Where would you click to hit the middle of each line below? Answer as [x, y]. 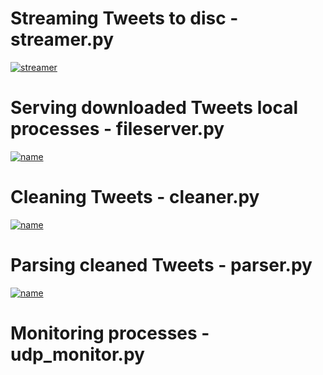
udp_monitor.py [77, 354]
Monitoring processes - [110, 333]
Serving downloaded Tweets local [154, 108]
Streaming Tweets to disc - [124, 18]
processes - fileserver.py [117, 129]
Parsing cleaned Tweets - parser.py [161, 265]
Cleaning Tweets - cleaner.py [135, 197]
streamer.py [62, 39]
